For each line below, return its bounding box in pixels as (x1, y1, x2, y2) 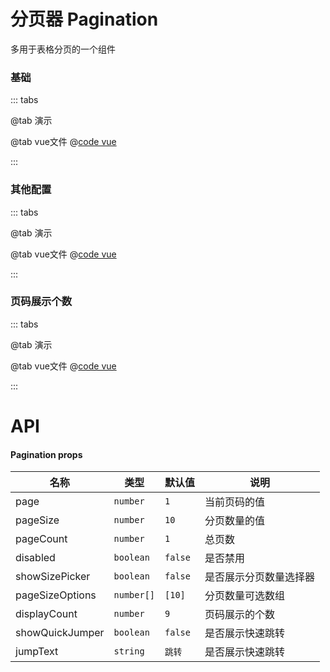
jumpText (15, 645, 59, 659)
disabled (15, 551, 56, 565)
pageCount (15, 532, 68, 546)
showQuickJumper (15, 626, 105, 640)
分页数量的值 (204, 514, 266, 528)
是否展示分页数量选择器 (204, 570, 316, 584)
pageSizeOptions (15, 588, 97, 602)
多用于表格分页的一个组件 (10, 43, 116, 55)
